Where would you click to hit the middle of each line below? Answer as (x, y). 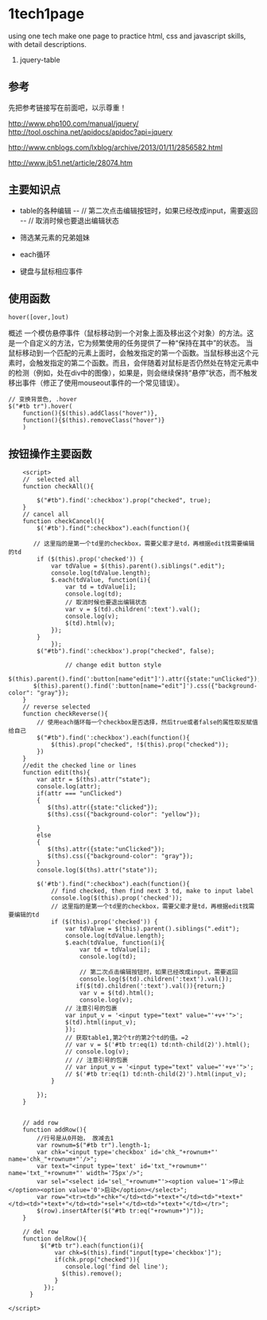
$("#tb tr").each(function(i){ (92, 1246)
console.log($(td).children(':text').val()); (156, 979)
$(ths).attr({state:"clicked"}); (103, 808)
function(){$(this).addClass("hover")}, (90, 414)
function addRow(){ (55, 1130)
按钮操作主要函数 (50, 453)
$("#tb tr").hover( (41, 407)
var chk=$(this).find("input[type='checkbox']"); (138, 1253)
